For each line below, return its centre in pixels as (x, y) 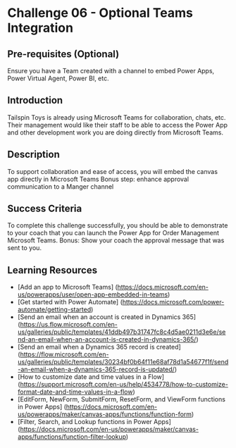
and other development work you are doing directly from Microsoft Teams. (116, 132)
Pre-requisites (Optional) (63, 54)
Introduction (35, 100)
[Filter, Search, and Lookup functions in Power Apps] (94, 422)
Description (33, 155)
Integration (41, 28)
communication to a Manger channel (61, 186)
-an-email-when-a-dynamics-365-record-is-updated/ (96, 369)
